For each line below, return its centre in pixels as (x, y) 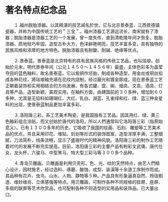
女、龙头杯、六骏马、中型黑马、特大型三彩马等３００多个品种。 (71, 152)
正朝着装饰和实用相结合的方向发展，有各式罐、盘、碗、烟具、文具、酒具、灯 (84, 85)
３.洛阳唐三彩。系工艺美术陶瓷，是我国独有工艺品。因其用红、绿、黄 (85, 115)
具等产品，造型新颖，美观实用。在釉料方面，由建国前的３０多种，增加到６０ (84, 92)
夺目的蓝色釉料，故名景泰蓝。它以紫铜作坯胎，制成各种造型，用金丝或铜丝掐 (84, 73)
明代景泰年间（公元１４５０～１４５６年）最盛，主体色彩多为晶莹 (95, 67)
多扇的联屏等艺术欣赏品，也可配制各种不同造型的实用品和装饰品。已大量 (79, 188)
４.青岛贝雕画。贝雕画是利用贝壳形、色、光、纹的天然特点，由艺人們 (85, 163)
